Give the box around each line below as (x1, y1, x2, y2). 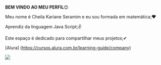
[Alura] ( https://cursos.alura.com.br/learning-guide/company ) (5, 45, 131, 51)
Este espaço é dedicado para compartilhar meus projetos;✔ (5, 35, 127, 41)
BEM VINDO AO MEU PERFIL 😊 (5, 4, 68, 10)
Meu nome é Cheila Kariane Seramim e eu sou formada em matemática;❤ (5, 14, 157, 19)
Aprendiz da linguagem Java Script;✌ (5, 24, 82, 29)
